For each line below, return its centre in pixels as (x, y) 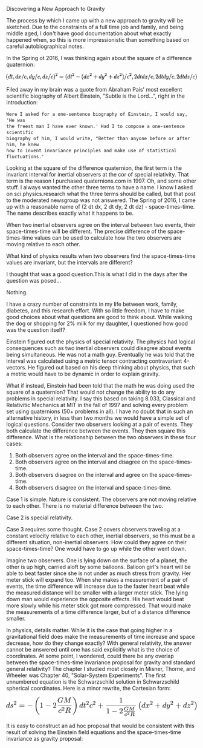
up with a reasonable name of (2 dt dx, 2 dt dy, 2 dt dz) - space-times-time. (101, 206)
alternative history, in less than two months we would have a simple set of (98, 417)
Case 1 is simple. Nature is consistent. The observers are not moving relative (101, 499)
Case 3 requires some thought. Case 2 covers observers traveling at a (94, 529)
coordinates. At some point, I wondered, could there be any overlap (90, 656)
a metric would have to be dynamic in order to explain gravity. (83, 374)
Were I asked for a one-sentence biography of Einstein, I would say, (97, 114)
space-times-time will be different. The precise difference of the (86, 231)
